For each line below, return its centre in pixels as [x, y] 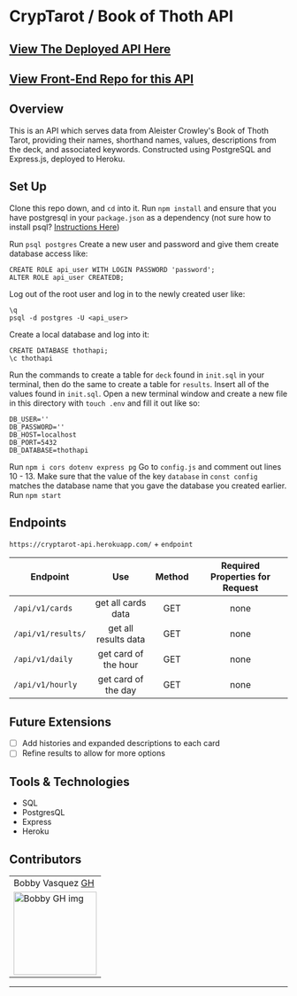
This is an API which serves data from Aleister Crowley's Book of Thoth [139, 130]
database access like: [49, 253]
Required [240, 566]
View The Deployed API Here [90, 49]
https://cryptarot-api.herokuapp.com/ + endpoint [101, 544]
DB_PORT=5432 [33, 442]
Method [172, 577]
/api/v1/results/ [50, 634]
